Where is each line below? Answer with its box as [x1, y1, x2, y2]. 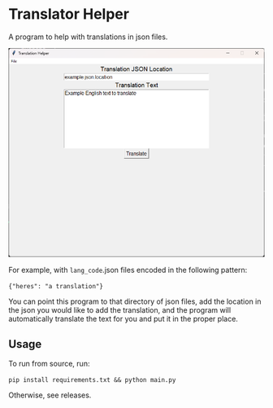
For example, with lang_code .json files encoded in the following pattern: [8, 265, 248, 274]
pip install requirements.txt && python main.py [8, 376, 176, 384]
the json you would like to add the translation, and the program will [8, 305, 232, 314]
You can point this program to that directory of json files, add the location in [8, 296, 262, 306]
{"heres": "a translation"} [8, 282, 104, 290]
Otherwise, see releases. [8, 390, 92, 400]
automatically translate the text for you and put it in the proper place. [8, 314, 238, 323]
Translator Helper [8, 5, 130, 24]
